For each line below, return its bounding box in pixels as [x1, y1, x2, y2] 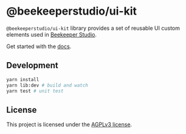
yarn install [6, 76, 40, 83]
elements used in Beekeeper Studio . [6, 30, 97, 38]
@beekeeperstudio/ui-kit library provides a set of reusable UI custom [6, 24, 181, 32]
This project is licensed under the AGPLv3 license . [6, 121, 133, 129]
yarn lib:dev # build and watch [6, 82, 88, 88]
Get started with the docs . [6, 43, 72, 50]
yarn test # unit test [6, 88, 64, 94]
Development [6, 60, 59, 71]
